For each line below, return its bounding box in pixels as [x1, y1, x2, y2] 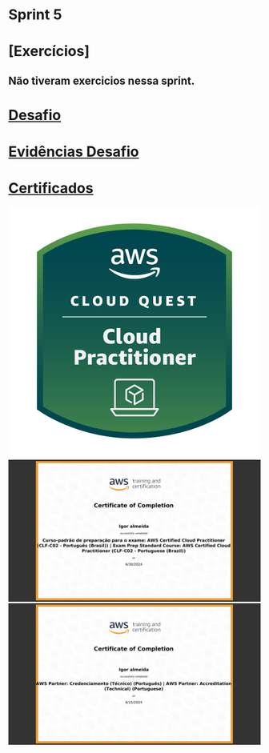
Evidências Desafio [8, 142, 139, 161]
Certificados [8, 179, 94, 198]
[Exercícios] [8, 42, 90, 61]
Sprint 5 [8, 6, 62, 24]
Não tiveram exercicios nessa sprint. [8, 74, 195, 87]
